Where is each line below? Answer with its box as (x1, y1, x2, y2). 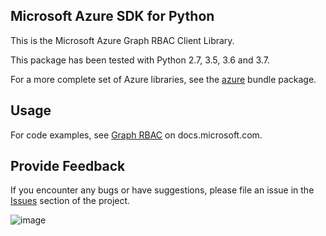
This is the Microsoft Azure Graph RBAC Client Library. (10, 34, 235, 46)
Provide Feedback (10, 158, 126, 175)
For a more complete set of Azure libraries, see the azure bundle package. (10, 73, 317, 85)
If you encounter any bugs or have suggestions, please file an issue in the (10, 184, 315, 196)
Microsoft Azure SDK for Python (10, 8, 215, 25)
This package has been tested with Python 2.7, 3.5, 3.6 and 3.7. (10, 54, 270, 66)
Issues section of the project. (10, 195, 131, 207)
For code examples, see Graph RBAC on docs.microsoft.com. (10, 129, 263, 141)
